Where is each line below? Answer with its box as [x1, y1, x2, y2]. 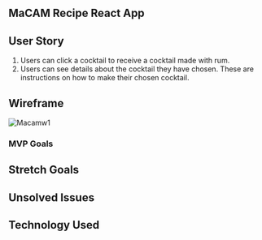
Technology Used [8, 218, 100, 232]
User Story [8, 34, 64, 48]
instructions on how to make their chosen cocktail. [20, 73, 190, 83]
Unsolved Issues [8, 191, 95, 204]
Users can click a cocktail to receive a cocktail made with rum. [20, 56, 230, 66]
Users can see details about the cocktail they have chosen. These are [20, 64, 255, 74]
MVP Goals [8, 138, 54, 149]
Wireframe [8, 96, 64, 110]
